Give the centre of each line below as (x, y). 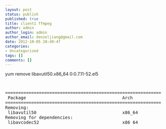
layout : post (19, 10)
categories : (17, 46)
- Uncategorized (22, 51)
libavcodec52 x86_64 (73, 123)
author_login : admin (26, 32)
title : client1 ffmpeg (28, 23)
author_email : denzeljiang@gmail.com (44, 37)
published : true (22, 19)
